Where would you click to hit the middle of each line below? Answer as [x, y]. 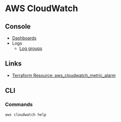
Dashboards [24, 38]
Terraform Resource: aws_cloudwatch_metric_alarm [64, 75]
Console [18, 26]
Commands [19, 105]
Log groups [31, 48]
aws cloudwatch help [26, 115]
